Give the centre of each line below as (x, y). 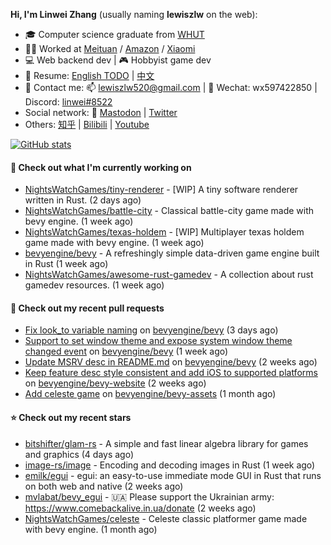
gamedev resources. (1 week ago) (94, 285)
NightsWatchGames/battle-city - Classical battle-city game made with (169, 211)
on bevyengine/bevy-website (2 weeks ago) (115, 383)
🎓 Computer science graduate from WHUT (114, 34)
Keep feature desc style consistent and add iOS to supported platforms (171, 373)
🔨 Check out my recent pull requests (87, 308)
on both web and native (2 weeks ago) (104, 486)
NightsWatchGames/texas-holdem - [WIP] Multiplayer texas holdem (164, 232)
